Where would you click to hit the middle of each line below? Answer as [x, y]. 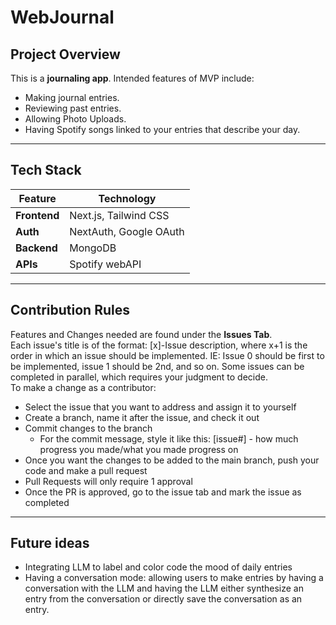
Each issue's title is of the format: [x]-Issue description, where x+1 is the [159, 345]
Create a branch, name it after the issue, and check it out [142, 417]
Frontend [37, 215]
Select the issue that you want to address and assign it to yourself [160, 407]
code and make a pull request [86, 470]
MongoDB [93, 248]
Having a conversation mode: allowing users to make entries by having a [174, 578]
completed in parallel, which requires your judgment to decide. [139, 377]
